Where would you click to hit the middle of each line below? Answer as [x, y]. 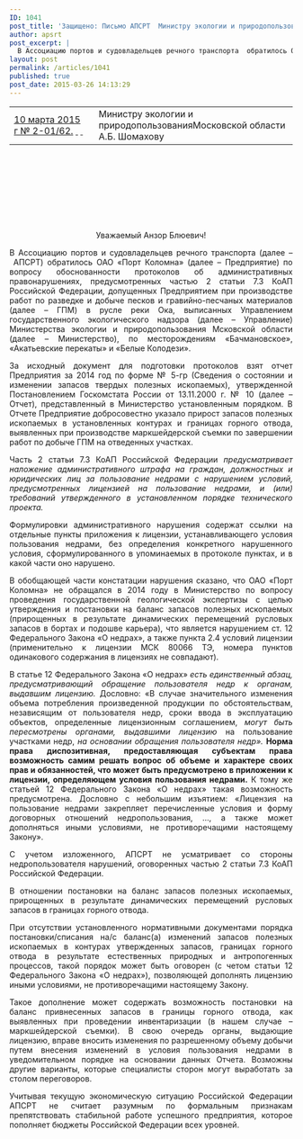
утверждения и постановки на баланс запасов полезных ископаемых [151, 609]
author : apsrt [36, 34]
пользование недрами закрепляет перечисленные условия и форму [151, 808]
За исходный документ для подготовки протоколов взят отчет [151, 365]
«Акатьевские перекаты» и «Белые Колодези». [100, 348]
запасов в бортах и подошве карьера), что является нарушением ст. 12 [151, 628]
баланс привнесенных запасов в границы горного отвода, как [151, 1011]
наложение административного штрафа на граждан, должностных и [151, 469]
